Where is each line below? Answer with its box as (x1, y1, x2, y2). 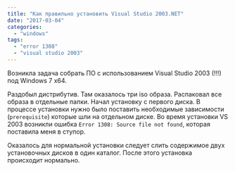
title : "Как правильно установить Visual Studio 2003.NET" (7, 10, 184, 18)
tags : (7, 37, 23, 44)
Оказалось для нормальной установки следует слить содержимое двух (7, 141, 225, 149)
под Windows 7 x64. (7, 76, 67, 84)
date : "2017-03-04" (7, 17, 65, 24)
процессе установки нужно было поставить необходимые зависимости (7, 105, 224, 113)
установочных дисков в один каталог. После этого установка (7, 148, 192, 157)
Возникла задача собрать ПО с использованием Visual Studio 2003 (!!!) (7, 68, 222, 77)
